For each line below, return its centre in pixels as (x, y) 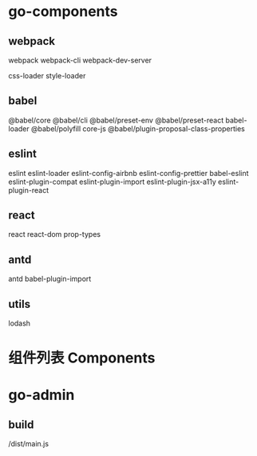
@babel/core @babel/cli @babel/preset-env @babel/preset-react (116, 120)
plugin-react (29, 190)
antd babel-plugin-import (50, 279)
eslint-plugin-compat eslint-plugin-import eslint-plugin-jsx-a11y (113, 182)
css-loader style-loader (47, 76)
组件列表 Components (82, 358)
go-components (63, 12)
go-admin (42, 395)
